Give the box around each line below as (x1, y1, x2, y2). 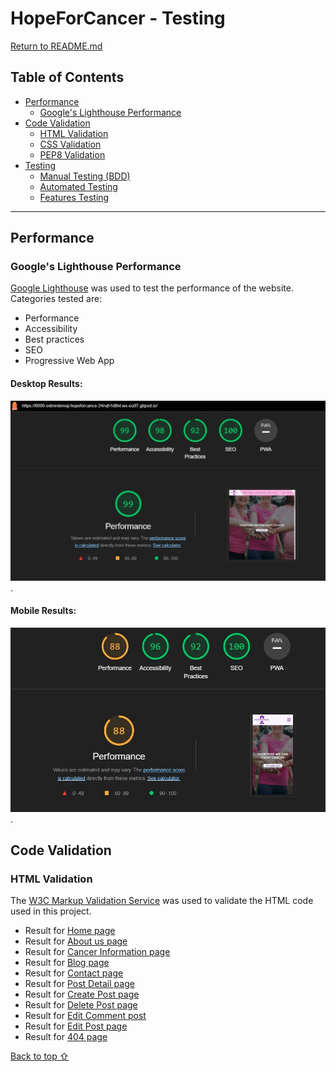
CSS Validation (39, 138, 102, 150)
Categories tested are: (10, 293, 103, 305)
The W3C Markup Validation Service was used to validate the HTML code (10, 895, 314, 907)
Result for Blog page (24, 957, 110, 969)
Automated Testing (39, 180, 118, 192)
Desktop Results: (10, 378, 83, 390)
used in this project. (10, 905, 92, 917)
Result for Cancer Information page (24, 946, 171, 958)
